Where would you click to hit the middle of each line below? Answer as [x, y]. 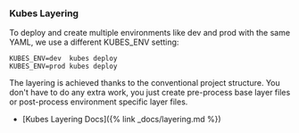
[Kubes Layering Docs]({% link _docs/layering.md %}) [121, 120]
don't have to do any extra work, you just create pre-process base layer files [150, 93]
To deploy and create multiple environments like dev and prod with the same [150, 33]
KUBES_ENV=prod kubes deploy [63, 66]
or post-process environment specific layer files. [99, 102]
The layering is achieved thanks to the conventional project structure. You [145, 83]
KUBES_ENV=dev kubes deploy [63, 59]
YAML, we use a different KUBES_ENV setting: [94, 42]
